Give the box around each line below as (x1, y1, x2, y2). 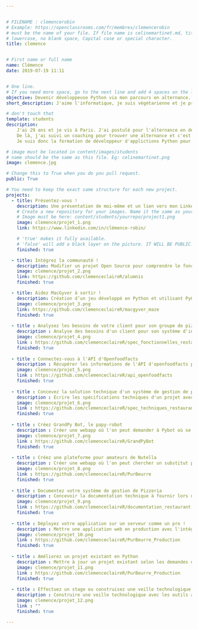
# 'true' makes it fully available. (16, 236, 107, 242)
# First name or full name (6, 57, 72, 63)
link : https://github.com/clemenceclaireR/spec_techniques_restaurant (16, 405, 196, 411)
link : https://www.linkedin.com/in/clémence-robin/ (16, 225, 146, 231)
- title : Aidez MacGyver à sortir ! (11, 290, 101, 296)
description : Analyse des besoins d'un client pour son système (16, 328, 181, 334)
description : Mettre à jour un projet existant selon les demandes (16, 559, 189, 565)
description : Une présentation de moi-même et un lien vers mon (16, 203, 178, 209)
